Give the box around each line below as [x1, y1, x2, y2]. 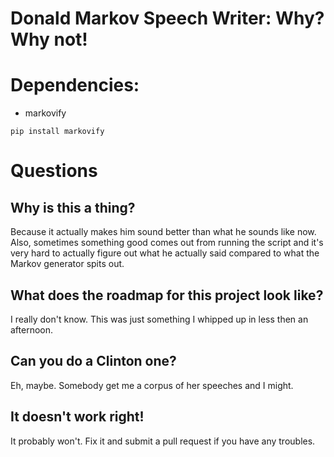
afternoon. [10, 323, 54, 336]
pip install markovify [10, 127, 105, 137]
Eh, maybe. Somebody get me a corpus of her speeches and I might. [10, 379, 294, 391]
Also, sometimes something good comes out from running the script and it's [10, 237, 324, 249]
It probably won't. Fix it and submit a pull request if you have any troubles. [10, 435, 316, 447]
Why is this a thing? [10, 199, 136, 216]
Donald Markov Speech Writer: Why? [10, 7, 325, 30]
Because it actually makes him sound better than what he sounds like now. [10, 226, 317, 238]
